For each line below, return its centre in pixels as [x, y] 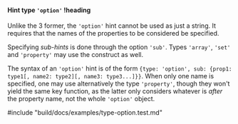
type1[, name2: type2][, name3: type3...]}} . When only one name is [111, 76]
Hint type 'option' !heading [49, 10]
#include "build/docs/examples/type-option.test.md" [85, 113]
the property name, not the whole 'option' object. [81, 99]
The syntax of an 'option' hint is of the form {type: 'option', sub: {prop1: [120, 68]
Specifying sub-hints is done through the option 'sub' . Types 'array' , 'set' [119, 47]
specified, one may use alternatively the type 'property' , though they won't [119, 84]
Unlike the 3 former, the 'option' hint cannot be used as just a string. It [112, 26]
